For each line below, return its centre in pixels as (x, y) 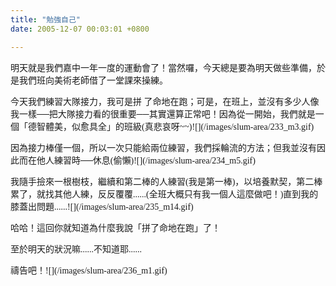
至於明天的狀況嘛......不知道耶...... (76, 249)
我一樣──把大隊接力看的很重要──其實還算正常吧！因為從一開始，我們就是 (163, 114)
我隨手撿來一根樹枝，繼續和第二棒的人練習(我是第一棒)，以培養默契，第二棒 (166, 181)
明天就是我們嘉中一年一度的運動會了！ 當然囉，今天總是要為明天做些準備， (163, 67)
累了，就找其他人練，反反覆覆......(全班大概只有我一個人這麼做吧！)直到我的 (164, 194)
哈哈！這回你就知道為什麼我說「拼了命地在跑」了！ (115, 227)
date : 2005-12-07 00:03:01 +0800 (80, 29)
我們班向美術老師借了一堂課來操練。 (93, 80)
